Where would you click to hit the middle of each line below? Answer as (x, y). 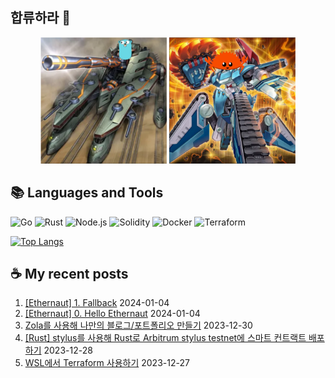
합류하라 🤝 (41, 18)
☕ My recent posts (69, 273)
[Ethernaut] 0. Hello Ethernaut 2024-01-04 (112, 314)
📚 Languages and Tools (87, 193)
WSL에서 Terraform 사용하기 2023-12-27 (107, 363)
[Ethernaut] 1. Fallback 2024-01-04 (97, 303)
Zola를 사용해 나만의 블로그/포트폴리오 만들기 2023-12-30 (138, 325)
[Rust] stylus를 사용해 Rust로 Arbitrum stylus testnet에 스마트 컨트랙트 (165, 338)
